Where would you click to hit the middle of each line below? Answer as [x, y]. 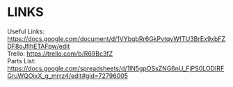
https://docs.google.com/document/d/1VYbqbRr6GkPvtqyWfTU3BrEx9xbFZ [116, 38]
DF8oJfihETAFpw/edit [39, 46]
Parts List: [22, 61]
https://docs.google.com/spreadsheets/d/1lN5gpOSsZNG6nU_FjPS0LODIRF [116, 68]
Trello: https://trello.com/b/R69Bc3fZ [60, 54]
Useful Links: [26, 31]
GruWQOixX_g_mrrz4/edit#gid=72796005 [68, 76]
